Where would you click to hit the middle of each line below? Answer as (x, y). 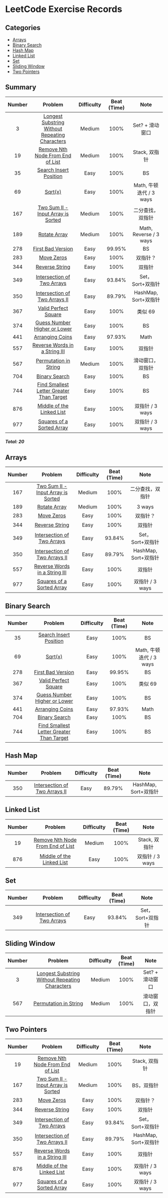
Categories (23, 28)
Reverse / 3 (146, 234)
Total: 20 (15, 442)
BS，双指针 (145, 1085)
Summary (21, 87)
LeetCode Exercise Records (64, 9)
